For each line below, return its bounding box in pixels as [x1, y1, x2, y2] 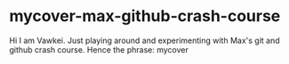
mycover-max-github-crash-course [9, 6, 281, 26]
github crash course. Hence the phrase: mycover [9, 44, 189, 54]
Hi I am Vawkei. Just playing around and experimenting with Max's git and [9, 35, 280, 46]
